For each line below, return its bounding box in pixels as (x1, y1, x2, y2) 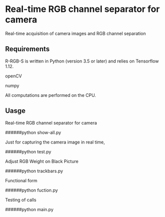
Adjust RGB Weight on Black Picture (5, 158, 79, 164)
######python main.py (5, 206, 54, 212)
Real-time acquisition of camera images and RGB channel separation (5, 30, 146, 36)
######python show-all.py (5, 129, 61, 135)
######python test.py (5, 148, 51, 154)
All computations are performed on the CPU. (5, 92, 96, 98)
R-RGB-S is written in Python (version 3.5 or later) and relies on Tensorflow (5, 58, 159, 64)
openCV (5, 73, 22, 79)
